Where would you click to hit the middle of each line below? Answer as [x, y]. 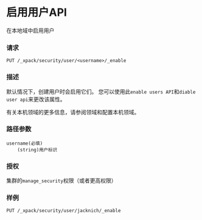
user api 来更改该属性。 [36, 99]
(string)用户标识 [37, 150]
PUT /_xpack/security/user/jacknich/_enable [64, 211]
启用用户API [37, 12]
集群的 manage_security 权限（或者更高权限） [61, 180]
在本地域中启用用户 [30, 30]
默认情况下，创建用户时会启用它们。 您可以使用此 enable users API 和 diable [101, 91]
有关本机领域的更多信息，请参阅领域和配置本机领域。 [73, 112]
